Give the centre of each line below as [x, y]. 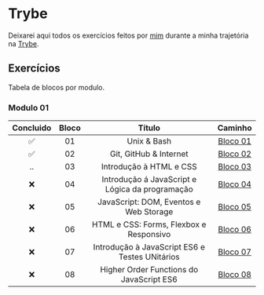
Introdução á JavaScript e [149, 180]
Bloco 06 [235, 230]
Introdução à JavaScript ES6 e [149, 247]
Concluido [32, 128]
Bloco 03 [235, 167]
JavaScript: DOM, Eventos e [149, 202]
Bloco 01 [235, 141]
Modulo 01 [29, 107]
